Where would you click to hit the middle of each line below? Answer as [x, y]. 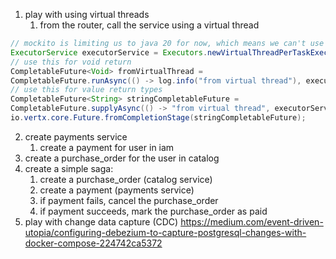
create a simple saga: [69, 168]
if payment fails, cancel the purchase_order [129, 200]
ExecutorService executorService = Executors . [109, 52]
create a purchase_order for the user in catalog [122, 158]
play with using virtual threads [87, 14]
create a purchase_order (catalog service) [126, 179]
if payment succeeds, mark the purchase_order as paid [153, 211]
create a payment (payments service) [117, 190]
